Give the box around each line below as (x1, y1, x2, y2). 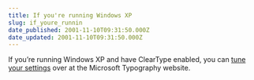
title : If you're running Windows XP (8, 11, 133, 20)
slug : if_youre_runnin (8, 19, 83, 27)
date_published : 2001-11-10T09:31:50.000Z (8, 26, 150, 34)
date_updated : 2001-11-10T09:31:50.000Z (8, 33, 144, 42)
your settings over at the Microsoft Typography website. (8, 64, 191, 73)
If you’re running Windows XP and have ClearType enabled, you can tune (8, 55, 246, 64)
